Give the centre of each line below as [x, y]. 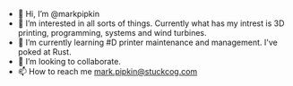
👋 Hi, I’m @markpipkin [59, 14]
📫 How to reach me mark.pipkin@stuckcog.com [108, 71]
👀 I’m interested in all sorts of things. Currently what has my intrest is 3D [151, 23]
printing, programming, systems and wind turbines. [112, 33]
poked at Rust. [44, 52]
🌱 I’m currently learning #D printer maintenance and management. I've [147, 42]
